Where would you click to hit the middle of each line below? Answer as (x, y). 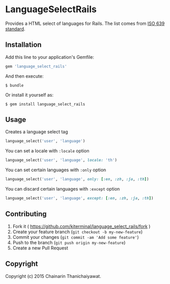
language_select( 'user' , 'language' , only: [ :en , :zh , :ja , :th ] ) (77, 179)
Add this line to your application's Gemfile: (50, 57)
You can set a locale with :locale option (47, 151)
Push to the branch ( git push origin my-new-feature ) (69, 242)
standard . (15, 28)
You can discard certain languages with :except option (63, 189)
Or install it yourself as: (29, 94)
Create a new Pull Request (40, 248)
